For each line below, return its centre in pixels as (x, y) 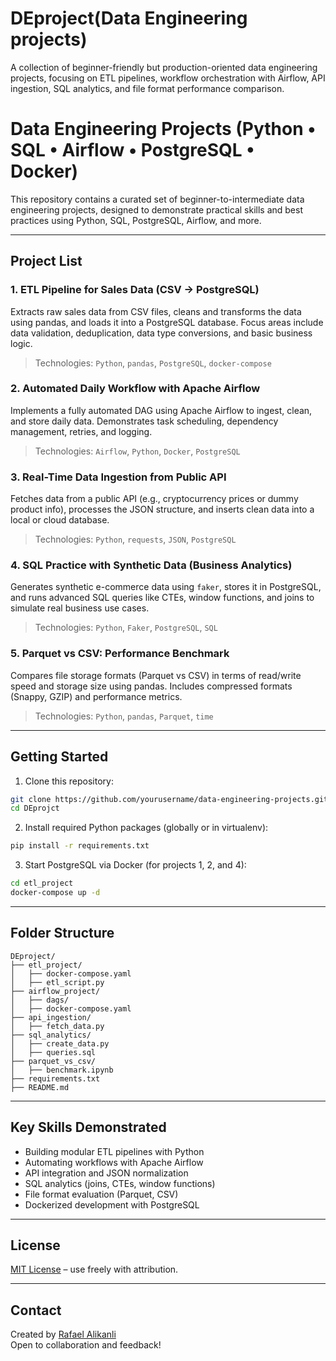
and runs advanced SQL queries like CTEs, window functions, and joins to (162, 598)
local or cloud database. (60, 520)
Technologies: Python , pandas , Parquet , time (124, 716)
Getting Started (59, 757)
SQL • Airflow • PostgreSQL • (132, 150)
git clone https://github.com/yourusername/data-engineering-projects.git (169, 799)
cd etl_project (42, 883)
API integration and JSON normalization (106, 1173)
